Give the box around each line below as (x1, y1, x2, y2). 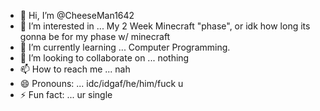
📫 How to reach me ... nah (19, 63, 131, 75)
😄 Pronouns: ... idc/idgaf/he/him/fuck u (19, 78, 184, 89)
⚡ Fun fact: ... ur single (19, 89, 113, 100)
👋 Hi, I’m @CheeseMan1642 (19, 10, 135, 21)
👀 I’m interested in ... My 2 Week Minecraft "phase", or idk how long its (19, 20, 311, 32)
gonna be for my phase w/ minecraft (19, 31, 171, 42)
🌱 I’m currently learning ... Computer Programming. (19, 41, 231, 53)
